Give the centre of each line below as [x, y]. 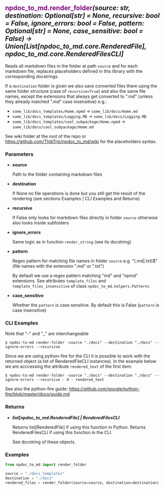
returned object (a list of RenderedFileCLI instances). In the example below [81, 361]
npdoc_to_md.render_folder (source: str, [68, 8]
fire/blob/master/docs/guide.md [38, 394]
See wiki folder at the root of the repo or [46, 136]
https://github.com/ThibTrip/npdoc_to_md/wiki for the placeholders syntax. [81, 141]
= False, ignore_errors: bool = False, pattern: [75, 23]
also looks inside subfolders [41, 223]
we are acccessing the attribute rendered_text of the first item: [69, 367]
